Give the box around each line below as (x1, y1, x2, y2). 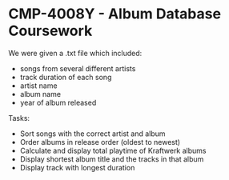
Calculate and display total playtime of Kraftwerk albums (19, 146, 207, 155)
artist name (19, 81, 58, 90)
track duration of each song (19, 72, 112, 82)
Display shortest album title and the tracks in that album (19, 154, 204, 164)
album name (19, 89, 62, 98)
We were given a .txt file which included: (8, 48, 143, 58)
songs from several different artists (19, 63, 136, 73)
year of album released (19, 98, 97, 107)
